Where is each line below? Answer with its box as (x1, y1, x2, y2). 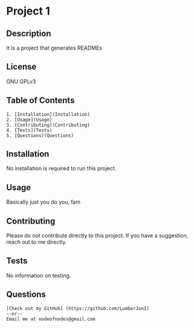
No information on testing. (6, 272, 71, 279)
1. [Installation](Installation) (6, 111, 90, 117)
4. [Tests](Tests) (6, 127, 52, 133)
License (6, 62, 37, 72)
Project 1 (6, 4, 50, 18)
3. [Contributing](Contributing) (6, 122, 90, 128)
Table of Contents (6, 95, 75, 106)
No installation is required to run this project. (6, 165, 116, 172)
